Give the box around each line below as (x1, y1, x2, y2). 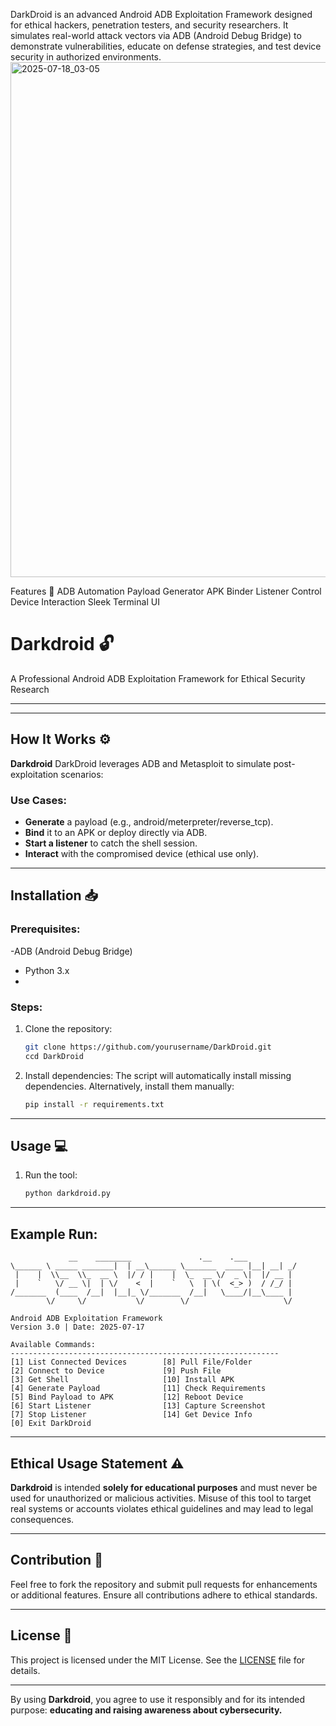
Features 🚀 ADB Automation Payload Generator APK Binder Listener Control (10, 585, 322, 597)
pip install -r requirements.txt (24, 1099, 165, 1109)
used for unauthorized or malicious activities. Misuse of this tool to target (10, 1492, 312, 1504)
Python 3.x (24, 964, 70, 976)
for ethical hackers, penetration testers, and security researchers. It (10, 19, 289, 31)
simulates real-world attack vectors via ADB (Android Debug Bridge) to (10, 30, 302, 41)
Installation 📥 (10, 887, 99, 904)
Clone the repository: (24, 1023, 113, 1035)
